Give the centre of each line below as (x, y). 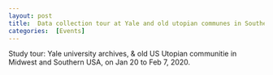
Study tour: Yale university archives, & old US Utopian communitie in (123, 54)
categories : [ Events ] (47, 31)
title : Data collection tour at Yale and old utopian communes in (125, 23)
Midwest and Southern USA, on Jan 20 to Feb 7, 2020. (100, 62)
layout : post (30, 16)
